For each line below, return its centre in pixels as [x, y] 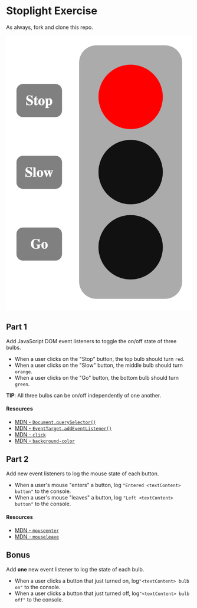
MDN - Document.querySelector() [55, 422]
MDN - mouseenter [37, 530]
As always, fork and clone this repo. [50, 27]
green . [22, 384]
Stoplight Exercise [52, 11]
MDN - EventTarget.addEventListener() [63, 428]
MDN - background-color [45, 441]
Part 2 [17, 459]
